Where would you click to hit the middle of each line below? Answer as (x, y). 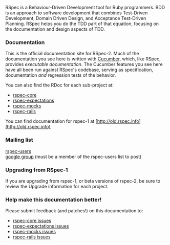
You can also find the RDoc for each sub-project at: (59, 85)
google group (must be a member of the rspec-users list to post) (73, 157)
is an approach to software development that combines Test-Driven (77, 13)
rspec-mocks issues (34, 232)
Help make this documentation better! (54, 199)
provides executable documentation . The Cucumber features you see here (84, 64)
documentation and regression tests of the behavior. (61, 75)
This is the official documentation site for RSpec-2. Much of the (72, 54)
